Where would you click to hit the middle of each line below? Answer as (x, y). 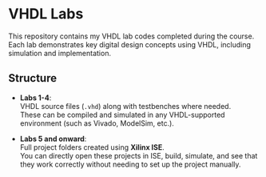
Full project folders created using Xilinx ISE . (92, 147)
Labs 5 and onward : (53, 139)
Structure (33, 78)
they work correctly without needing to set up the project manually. (130, 164)
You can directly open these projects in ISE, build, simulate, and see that (139, 155)
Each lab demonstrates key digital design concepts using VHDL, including (130, 44)
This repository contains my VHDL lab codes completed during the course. (131, 36)
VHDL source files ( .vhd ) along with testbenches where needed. (125, 106)
